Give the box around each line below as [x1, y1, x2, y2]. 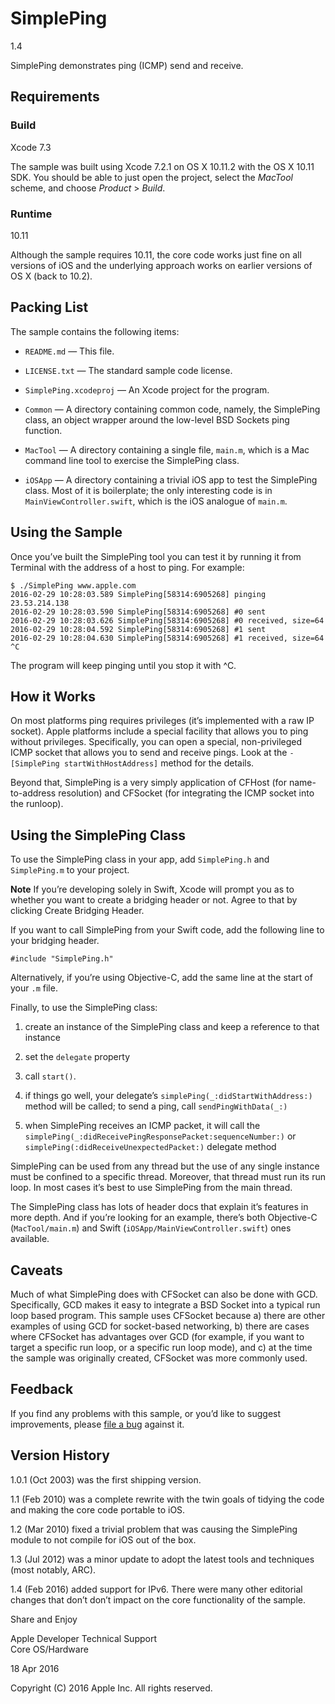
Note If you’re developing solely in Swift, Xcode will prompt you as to [10, 883, 295, 896]
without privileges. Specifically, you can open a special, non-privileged [10, 736, 303, 748]
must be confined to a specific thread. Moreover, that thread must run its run [10, 1171, 326, 1183]
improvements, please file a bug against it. [10, 1418, 185, 1430]
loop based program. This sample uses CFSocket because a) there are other [10, 1309, 326, 1321]
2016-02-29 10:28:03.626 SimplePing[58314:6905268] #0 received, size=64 [10, 615, 325, 626]
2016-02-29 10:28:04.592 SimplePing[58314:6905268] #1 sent [10, 624, 267, 634]
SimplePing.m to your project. [10, 864, 130, 876]
